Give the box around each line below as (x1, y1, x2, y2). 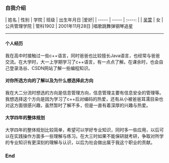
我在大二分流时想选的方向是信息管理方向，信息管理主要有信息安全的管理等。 (5, 90, 164, 96)
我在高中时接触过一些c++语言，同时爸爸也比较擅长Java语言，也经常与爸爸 (5, 52, 160, 58)
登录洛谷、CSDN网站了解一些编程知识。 (9, 65, 93, 71)
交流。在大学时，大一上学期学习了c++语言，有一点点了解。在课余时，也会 (5, 59, 159, 65)
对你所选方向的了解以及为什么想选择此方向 (5, 77, 94, 84)
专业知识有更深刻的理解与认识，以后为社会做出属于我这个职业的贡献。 (9, 139, 155, 145)
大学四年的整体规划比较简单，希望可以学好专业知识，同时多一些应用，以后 (5, 127, 159, 133)
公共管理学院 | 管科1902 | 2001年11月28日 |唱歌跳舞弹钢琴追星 (5, 23, 133, 29)
